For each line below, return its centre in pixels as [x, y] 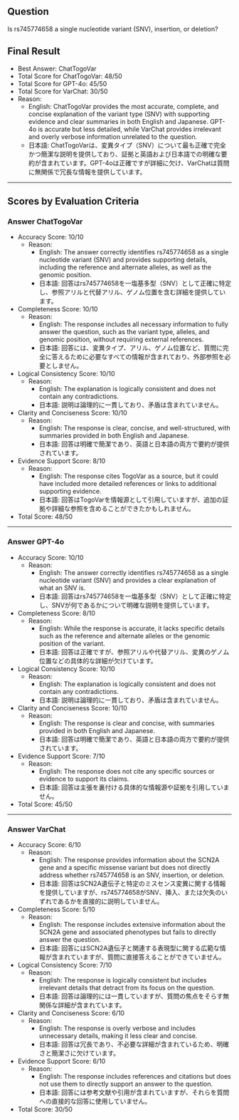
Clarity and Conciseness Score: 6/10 [71, 1013]
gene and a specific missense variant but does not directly [125, 867]
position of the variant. [72, 643]
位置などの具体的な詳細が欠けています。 [98, 660]
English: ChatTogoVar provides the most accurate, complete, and [123, 106]
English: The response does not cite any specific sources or [127, 771]
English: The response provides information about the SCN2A [129, 860]
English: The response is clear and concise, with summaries [127, 723]
